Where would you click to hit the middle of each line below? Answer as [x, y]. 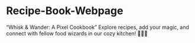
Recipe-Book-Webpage [65, 11]
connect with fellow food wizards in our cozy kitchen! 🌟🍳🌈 [77, 33]
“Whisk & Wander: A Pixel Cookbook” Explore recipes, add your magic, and [97, 27]
